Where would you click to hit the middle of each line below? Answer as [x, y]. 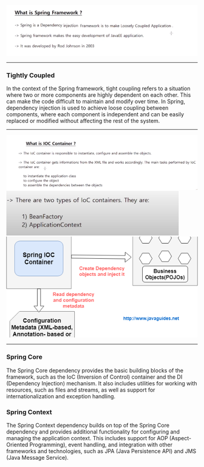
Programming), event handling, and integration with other [101, 445]
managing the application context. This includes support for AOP [87, 438]
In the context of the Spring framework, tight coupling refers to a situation [98, 89]
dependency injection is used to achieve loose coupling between [87, 108]
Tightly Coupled [31, 75]
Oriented [17, 445]
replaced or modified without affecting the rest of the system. [83, 121]
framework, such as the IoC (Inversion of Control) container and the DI [94, 377]
